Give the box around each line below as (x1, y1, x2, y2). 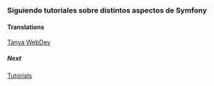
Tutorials (7, 71, 33, 80)
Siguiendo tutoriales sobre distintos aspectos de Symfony (7, 6, 207, 15)
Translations (7, 23, 44, 31)
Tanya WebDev (7, 38, 51, 46)
